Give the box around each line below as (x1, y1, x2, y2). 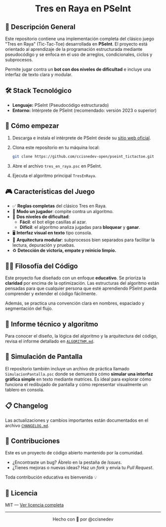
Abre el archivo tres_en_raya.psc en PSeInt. (12, 163, 102, 169)
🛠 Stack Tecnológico (5, 87, 72, 95)
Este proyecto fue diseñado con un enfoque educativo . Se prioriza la (5, 275, 146, 281)
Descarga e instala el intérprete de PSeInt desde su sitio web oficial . (12, 134, 151, 141)
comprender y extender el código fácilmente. (5, 291, 97, 297)
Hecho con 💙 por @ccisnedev (52, 516, 114, 522)
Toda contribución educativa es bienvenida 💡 (5, 474, 97, 480)
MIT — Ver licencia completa (5, 502, 64, 508)
